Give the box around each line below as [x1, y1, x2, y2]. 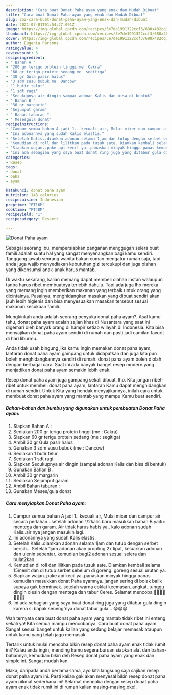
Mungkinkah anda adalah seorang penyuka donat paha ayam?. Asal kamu [6, 313, 161, 320]
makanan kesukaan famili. [6, 304, 61, 310]
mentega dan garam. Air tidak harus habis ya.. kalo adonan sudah [13, 524, 152, 530]
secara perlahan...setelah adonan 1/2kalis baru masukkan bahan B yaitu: [13, 519, 165, 525]
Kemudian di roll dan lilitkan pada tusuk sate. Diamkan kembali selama [13, 562, 161, 568]
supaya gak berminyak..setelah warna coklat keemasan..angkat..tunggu [13, 584, 165, 590]
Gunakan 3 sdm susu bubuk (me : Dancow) [13, 445, 105, 451]
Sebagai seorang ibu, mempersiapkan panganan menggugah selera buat [6, 245, 159, 251]
